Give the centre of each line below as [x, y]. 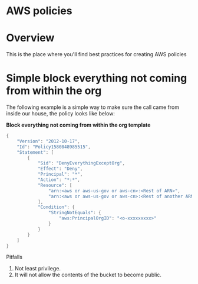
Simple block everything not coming [97, 78]
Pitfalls [14, 257]
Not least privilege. [37, 269]
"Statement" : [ [35, 152]
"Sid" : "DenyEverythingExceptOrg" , [81, 163]
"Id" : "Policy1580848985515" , [54, 147]
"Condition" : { [56, 207]
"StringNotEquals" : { [75, 213]
